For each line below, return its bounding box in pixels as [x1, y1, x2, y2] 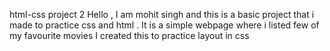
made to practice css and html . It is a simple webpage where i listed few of [9, 19, 320, 31]
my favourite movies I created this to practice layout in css [9, 30, 250, 41]
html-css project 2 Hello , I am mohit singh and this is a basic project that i [9, 9, 315, 20]
